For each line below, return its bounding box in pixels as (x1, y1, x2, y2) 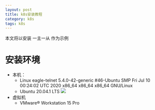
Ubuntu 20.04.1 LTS (19, 89, 60, 95)
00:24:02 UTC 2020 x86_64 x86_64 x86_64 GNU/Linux (19, 83, 133, 89)
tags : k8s (5, 21, 26, 26)
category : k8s (5, 16, 35, 21)
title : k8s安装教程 (5, 12, 43, 17)
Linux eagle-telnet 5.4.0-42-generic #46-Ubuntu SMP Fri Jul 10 (19, 77, 151, 83)
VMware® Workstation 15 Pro (19, 100, 79, 106)
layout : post (5, 7, 32, 12)
